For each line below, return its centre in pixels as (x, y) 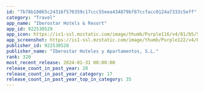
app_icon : (19, 34)
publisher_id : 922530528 (38, 46)
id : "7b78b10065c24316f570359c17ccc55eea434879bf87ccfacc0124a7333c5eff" (102, 12)
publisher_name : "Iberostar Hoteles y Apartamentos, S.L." (83, 51)
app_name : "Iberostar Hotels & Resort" (57, 23)
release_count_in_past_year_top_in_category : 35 (69, 79)
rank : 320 (19, 57)
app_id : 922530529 (29, 29)
